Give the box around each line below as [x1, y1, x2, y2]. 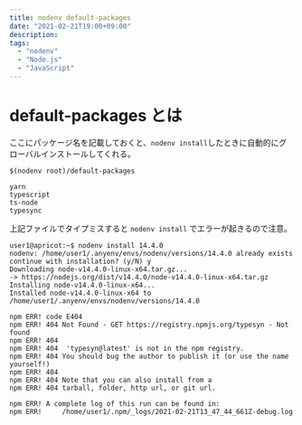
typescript [9, 190, 51, 199]
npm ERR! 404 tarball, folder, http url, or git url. [9, 383, 217, 392]
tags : [9, 38, 30, 48]
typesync [9, 205, 42, 215]
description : [9, 30, 59, 39]
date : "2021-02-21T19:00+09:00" [9, 22, 131, 31]
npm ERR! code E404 [9, 312, 83, 321]
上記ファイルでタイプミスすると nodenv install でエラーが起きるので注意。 [9, 222, 292, 233]
